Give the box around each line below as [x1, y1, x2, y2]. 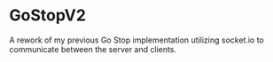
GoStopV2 [9, 5, 87, 26]
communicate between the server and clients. [9, 43, 177, 54]
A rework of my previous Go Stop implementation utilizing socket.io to [9, 35, 264, 45]
